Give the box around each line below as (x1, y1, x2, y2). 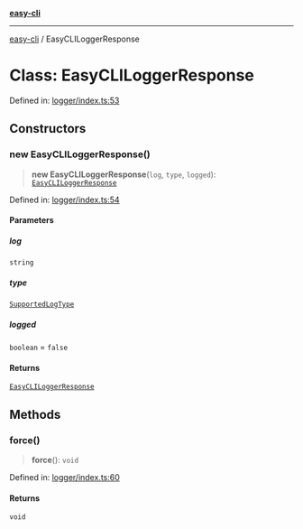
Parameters (9, 215, 54, 226)
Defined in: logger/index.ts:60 (9, 472, 120, 483)
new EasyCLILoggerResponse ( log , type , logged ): (31, 169, 216, 180)
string (9, 258, 34, 267)
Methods (9, 406, 61, 422)
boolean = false (9, 342, 69, 353)
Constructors (9, 121, 87, 136)
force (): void (31, 455, 79, 466)
